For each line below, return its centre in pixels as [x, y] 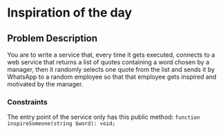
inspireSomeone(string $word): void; [61, 124]
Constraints [28, 102]
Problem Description [52, 38]
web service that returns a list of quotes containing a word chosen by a [108, 62]
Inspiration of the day [70, 13]
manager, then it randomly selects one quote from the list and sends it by [111, 69]
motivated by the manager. [45, 84]
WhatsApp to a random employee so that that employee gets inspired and [112, 77]
